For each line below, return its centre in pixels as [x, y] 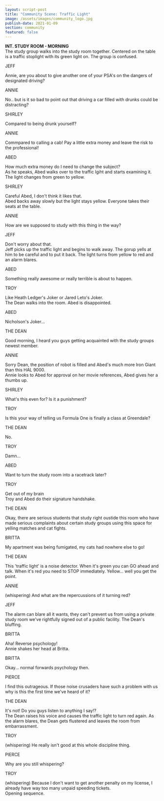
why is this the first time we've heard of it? [48, 692]
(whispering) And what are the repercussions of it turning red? [68, 595]
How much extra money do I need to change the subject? [63, 167]
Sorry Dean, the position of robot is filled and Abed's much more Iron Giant [80, 365]
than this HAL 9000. [25, 370]
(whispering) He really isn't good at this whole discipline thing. [68, 745]
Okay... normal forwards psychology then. [47, 667]
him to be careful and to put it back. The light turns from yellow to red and [79, 255]
